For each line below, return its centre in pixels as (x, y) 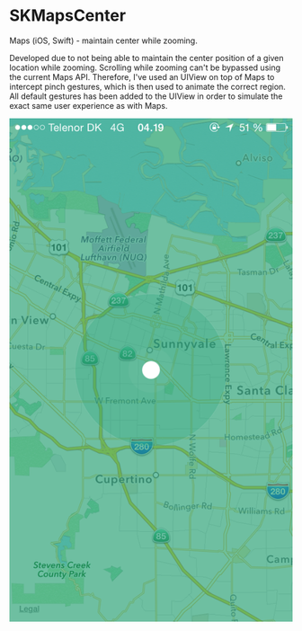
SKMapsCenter (68, 16)
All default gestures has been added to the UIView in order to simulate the (146, 96)
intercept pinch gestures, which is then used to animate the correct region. (147, 86)
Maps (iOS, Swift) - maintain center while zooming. (103, 40)
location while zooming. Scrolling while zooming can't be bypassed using (145, 67)
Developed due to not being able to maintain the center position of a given (147, 58)
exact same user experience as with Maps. (89, 105)
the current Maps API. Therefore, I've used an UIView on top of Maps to (142, 76)
